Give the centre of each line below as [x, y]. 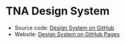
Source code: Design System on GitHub [64, 28]
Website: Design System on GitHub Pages [67, 34]
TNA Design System [58, 11]
